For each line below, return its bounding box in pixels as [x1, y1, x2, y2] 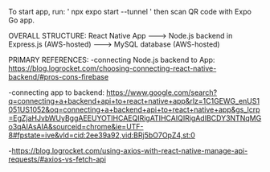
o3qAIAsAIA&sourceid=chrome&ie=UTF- [8, 122, 144, 131]
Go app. [8, 15, 35, 25]
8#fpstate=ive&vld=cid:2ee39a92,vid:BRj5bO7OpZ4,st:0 [8, 130, 195, 140]
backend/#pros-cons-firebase [8, 72, 109, 81]
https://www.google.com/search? [105, 88, 218, 97]
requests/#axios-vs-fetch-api [8, 154, 107, 164]
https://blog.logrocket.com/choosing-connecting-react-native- [8, 63, 217, 73]
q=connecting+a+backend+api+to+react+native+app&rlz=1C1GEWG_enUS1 [8, 96, 260, 105]
